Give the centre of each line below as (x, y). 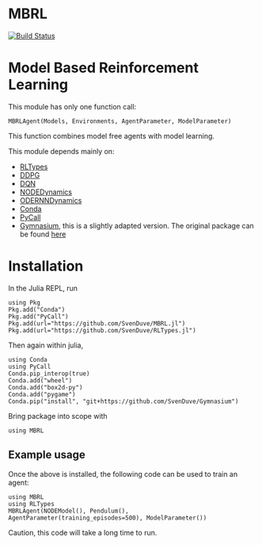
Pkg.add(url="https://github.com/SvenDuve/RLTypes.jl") (102, 330)
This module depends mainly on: (61, 151)
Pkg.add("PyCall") (38, 317)
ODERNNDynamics (51, 200)
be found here (43, 234)
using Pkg (25, 302)
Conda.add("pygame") (42, 394)
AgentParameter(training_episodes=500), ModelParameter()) (108, 518)
